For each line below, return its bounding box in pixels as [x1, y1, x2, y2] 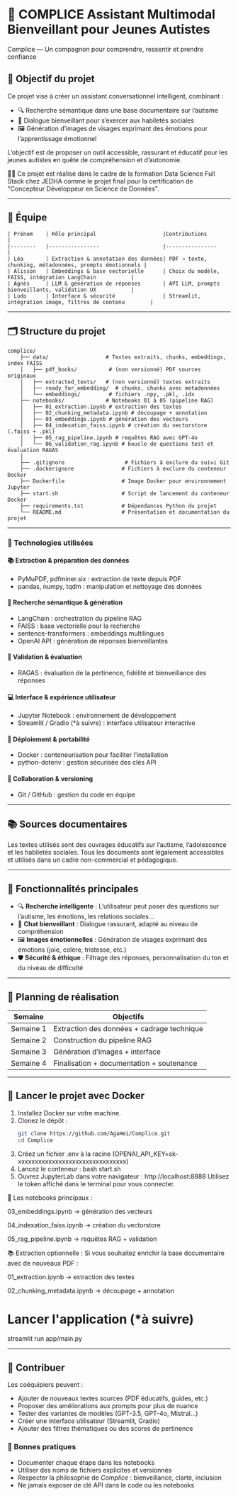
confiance [7, 52, 37, 61]
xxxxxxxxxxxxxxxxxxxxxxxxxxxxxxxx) [17, 1157, 129, 1165]
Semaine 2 [11, 1035, 47, 1045]
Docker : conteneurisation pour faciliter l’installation [17, 750, 169, 759]
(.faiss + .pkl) [7, 428, 55, 435]
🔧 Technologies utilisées [7, 538, 93, 548]
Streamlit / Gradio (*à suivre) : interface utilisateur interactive [17, 719, 196, 727]
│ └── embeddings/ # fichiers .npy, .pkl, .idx [20, 391, 195, 398]
